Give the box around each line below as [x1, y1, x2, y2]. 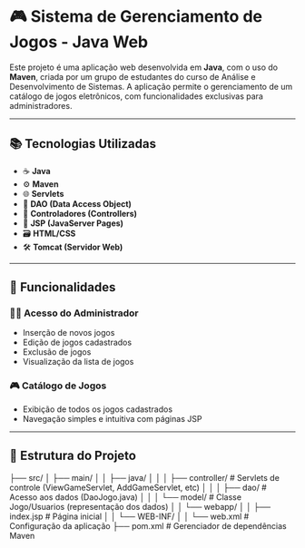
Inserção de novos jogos [22, 328, 115, 338]
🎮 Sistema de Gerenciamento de [9, 6, 263, 27]
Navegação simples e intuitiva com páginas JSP [22, 413, 202, 424]
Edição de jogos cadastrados [22, 337, 133, 348]
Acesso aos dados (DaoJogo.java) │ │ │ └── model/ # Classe [9, 491, 242, 503]
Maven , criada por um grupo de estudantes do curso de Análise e [9, 71, 256, 82]
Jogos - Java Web [9, 32, 148, 53]
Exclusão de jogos [22, 347, 92, 357]
